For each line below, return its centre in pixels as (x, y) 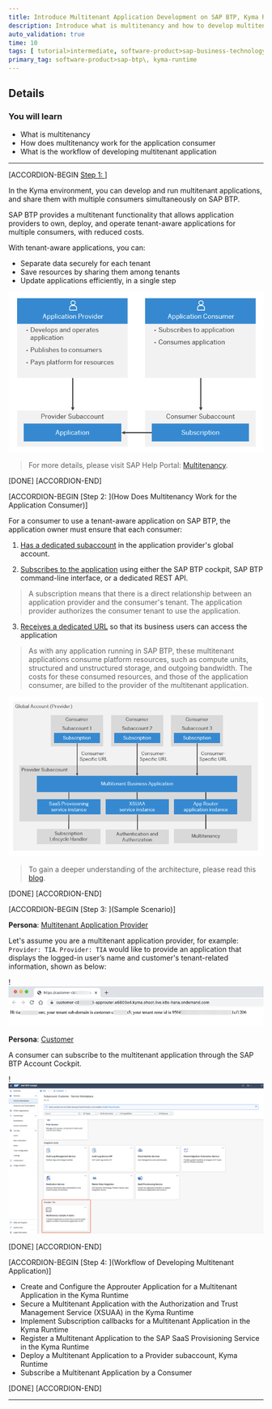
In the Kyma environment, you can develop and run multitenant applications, (135, 190)
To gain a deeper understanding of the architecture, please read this (142, 869)
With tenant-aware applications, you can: (77, 248)
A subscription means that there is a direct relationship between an (140, 593)
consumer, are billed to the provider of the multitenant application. (138, 685)
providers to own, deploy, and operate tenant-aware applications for (122, 223)
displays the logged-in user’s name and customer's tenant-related (119, 958)
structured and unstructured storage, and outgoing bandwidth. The (140, 668)
